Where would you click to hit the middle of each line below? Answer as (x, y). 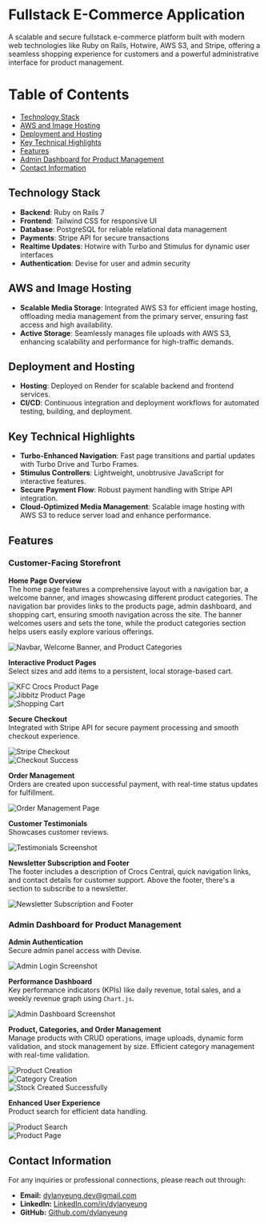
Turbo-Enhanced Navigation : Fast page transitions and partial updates (137, 456)
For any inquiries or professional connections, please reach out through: (127, 1179)
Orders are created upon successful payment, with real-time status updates (133, 784)
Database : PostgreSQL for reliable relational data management (123, 229)
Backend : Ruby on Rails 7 (62, 212)
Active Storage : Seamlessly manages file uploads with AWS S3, (125, 333)
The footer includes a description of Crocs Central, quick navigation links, (130, 871)
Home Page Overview (45, 581)
